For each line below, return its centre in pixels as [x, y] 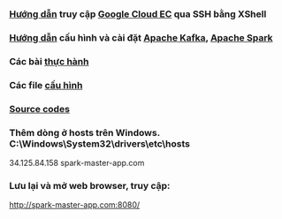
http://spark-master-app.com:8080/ [75, 205]
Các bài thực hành [49, 61]
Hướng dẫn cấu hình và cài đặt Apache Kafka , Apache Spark [141, 37]
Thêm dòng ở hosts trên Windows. [85, 132]
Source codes [40, 109]
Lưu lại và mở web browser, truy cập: [90, 185]
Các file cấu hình [46, 85]
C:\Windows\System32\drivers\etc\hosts [99, 143]
